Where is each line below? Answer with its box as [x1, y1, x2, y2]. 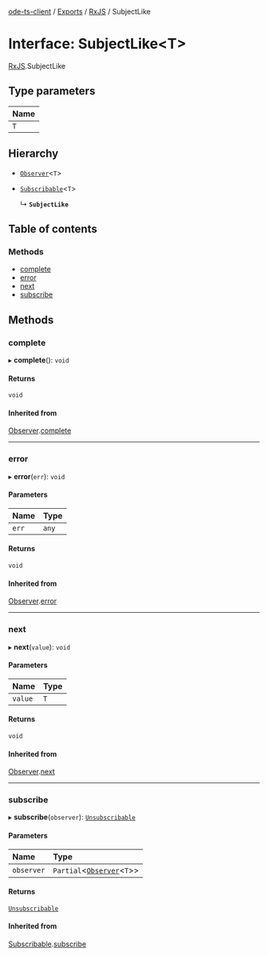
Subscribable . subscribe [8, 939, 86, 949]
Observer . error [8, 596, 57, 606]
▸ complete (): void [8, 355, 69, 365]
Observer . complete [8, 426, 72, 435]
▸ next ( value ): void [8, 642, 70, 651]
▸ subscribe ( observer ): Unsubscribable [8, 812, 136, 822]
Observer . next [8, 767, 56, 777]
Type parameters [8, 84, 96, 98]
